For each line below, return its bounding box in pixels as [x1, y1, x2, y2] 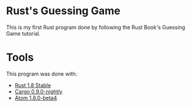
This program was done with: [6, 70, 77, 77]
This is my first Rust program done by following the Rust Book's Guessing [6, 24, 185, 31]
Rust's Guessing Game [6, 4, 121, 18]
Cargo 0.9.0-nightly [14, 87, 63, 95]
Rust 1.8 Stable [14, 82, 51, 89]
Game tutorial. [6, 30, 41, 37]
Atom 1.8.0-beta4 [14, 94, 57, 101]
